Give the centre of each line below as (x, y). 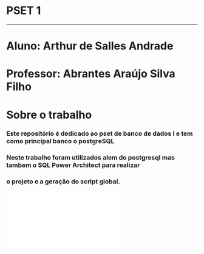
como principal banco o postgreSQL (60, 141)
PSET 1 (24, 11)
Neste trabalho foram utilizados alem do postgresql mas (90, 158)
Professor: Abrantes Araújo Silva (91, 74)
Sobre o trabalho (49, 115)
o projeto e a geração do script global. (63, 182)
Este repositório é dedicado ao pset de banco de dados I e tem (100, 133)
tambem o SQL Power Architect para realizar (73, 165)
